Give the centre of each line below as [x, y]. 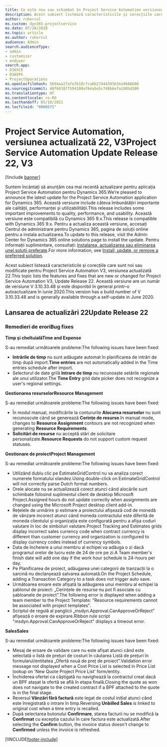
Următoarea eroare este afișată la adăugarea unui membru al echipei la [85, 584]
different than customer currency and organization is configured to [81, 536]
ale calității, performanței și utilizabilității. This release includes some [75, 208]
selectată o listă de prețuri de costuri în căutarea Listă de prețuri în [81, 655]
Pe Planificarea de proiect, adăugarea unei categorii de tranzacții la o [83, 568]
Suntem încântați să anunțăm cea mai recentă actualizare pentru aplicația [80, 187]
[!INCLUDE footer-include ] [32, 739]
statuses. [22, 444]
